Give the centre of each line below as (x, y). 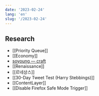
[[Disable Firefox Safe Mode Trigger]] (50, 88)
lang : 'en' (16, 14)
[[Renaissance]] (28, 66)
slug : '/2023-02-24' (26, 19)
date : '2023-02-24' (25, 10)
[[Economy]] (25, 56)
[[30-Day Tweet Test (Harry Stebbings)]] (53, 78)
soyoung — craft (29, 61)
